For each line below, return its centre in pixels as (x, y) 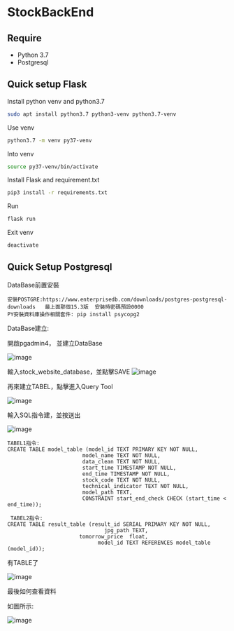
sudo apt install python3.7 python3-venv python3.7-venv (92, 114)
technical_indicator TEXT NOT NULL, (136, 486)
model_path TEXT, (107, 492)
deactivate (23, 245)
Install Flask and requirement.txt (53, 180)
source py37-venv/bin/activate (53, 167)
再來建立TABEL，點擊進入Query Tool (60, 386)
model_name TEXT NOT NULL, (121, 455)
